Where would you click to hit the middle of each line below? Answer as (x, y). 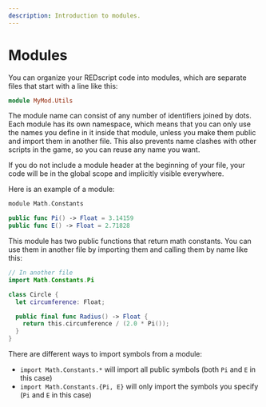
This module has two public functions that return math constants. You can (130, 241)
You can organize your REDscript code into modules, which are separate (127, 78)
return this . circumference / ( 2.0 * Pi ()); (96, 324)
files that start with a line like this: (63, 86)
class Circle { (34, 294)
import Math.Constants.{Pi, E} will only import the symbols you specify (139, 387)
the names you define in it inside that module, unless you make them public (132, 133)
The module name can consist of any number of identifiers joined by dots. (130, 116)
